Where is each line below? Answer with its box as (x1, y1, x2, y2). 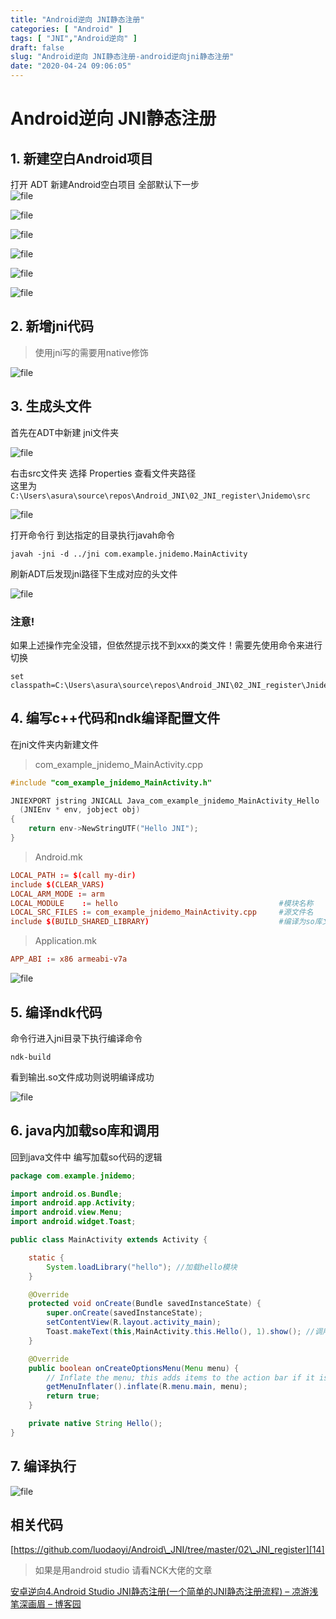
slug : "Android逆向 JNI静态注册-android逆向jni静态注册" (10, 52, 235, 62)
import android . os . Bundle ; (10, 1189, 123, 1199)
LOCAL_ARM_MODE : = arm (10, 889, 105, 899)
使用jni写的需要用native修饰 (34, 346, 149, 358)
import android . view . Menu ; (10, 1207, 123, 1218)
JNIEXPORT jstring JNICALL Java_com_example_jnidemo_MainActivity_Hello (10, 796, 320, 806)
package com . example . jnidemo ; (10, 1171, 137, 1181)
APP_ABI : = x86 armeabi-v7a (10, 954, 128, 965)
